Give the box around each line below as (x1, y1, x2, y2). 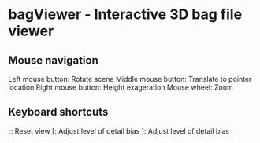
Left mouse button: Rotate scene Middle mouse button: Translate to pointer (8, 75, 252, 83)
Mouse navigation (8, 53, 98, 67)
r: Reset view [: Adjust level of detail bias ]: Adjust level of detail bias (8, 126, 230, 135)
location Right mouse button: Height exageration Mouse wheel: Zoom (8, 82, 234, 92)
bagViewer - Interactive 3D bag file (8, 5, 243, 24)
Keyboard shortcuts (8, 105, 109, 119)
